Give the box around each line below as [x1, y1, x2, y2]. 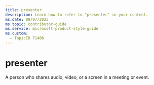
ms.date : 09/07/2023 [5, 17, 49, 22]
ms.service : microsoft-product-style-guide [5, 26, 99, 31]
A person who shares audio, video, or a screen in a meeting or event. [5, 74, 149, 80]
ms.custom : [5, 31, 28, 36]
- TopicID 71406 [10, 36, 44, 41]
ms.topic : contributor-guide [5, 21, 67, 27]
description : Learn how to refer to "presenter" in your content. [5, 12, 148, 17]
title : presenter [5, 7, 42, 13]
